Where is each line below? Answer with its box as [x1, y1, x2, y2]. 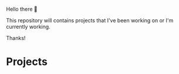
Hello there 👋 [6, 6, 38, 12]
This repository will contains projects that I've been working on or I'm [6, 17, 174, 23]
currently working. [6, 23, 51, 30]
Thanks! [6, 35, 26, 41]
